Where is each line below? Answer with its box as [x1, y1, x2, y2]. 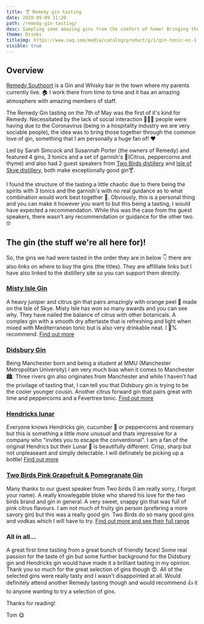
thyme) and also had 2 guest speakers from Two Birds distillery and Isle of [6, 160, 192, 167]
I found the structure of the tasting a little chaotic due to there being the [6, 180, 186, 188]
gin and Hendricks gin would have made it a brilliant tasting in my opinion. [6, 559, 191, 566]
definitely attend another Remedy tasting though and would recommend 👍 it [6, 579, 198, 586]
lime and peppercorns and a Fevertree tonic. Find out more [6, 394, 154, 402]
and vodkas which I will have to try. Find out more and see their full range [6, 517, 190, 524]
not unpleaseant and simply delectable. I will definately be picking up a [6, 449, 184, 457]
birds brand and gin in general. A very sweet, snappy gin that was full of [6, 497, 186, 505]
